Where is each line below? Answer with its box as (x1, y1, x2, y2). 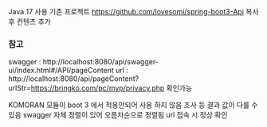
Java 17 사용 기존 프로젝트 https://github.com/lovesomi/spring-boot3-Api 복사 (8, 7, 259, 16)
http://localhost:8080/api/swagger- (42, 57, 159, 67)
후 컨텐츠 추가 (8, 17, 52, 26)
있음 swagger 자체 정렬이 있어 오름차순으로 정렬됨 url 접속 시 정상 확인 (8, 110, 228, 120)
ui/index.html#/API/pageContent (8, 66, 114, 75)
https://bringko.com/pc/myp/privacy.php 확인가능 (30, 83, 193, 93)
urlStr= (8, 83, 32, 93)
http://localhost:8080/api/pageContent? (8, 74, 139, 83)
